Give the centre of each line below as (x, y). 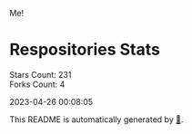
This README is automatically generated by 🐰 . (96, 119)
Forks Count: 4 (37, 84)
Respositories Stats (85, 50)
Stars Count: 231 (40, 74)
